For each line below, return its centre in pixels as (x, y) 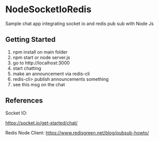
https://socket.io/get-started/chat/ (42, 123)
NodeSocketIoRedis (48, 9)
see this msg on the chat (39, 84)
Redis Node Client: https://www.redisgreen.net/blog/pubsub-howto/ (77, 133)
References (24, 101)
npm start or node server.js (41, 57)
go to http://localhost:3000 (41, 63)
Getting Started (31, 40)
